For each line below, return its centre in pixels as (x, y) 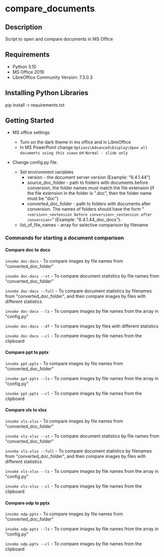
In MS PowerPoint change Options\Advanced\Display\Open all (83, 147)
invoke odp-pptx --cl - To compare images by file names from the (74, 544)
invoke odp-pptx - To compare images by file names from (64, 514)
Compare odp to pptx (28, 503)
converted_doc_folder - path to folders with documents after (89, 204)
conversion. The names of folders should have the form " (86, 209)
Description (24, 27)
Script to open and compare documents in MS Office (59, 39)
